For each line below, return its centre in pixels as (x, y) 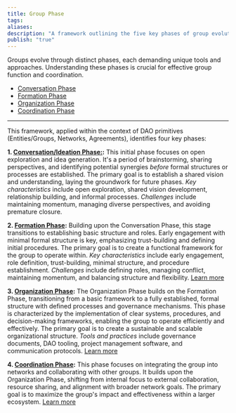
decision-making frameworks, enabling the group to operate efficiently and (116, 321)
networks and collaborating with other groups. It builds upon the (100, 372)
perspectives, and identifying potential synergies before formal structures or (118, 167)
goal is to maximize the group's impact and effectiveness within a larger (111, 395)
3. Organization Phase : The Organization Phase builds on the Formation (112, 291)
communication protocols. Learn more (63, 351)
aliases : (20, 27)
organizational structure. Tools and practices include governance (102, 336)
